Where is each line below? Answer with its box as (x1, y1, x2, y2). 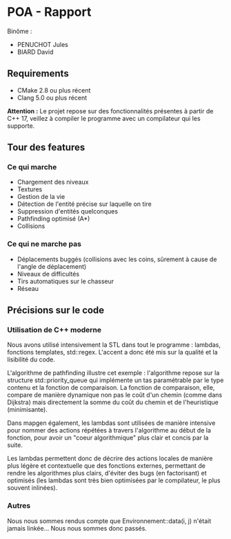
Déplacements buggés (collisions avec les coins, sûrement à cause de (17, 255, 217, 263)
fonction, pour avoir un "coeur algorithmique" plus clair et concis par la (7, 433, 209, 442)
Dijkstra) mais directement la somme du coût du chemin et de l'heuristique (7, 398, 219, 406)
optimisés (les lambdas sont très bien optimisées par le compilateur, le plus (7, 476, 221, 484)
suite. (7, 441, 23, 449)
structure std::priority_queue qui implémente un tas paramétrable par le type (7, 376, 224, 384)
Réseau (17, 284, 39, 292)
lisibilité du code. (7, 355, 55, 363)
